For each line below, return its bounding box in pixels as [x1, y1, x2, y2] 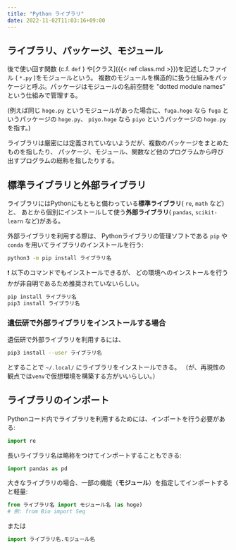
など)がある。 [24, 216, 65, 226]
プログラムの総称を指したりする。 [19, 157, 118, 165]
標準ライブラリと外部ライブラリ [7, 179, 147, 191]
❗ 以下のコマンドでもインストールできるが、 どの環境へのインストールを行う [7, 269, 229, 276]
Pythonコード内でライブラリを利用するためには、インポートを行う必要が [7, 414, 220, 423]
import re [7, 437, 37, 444]
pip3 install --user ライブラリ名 [7, 350, 102, 357]
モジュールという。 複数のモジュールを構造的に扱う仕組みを [42, 73, 216, 82]
